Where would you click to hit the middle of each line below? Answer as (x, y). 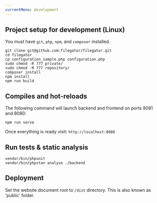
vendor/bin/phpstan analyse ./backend (45, 163)
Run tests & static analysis (47, 147)
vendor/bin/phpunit (25, 159)
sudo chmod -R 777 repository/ (37, 68)
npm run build (20, 81)
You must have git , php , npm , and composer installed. (58, 42)
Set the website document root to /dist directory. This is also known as (78, 190)
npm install (17, 77)
